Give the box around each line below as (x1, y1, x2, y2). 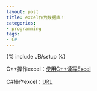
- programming (6, 25, 42, 32)
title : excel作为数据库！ (6, 14, 66, 20)
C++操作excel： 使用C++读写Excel (6, 65, 91, 72)
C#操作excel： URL (6, 78, 53, 85)
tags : (6, 31, 20, 37)
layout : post (6, 8, 39, 15)
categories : (6, 20, 36, 26)
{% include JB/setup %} (6, 53, 66, 60)
